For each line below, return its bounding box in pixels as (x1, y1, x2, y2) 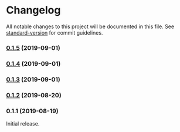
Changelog (6, 4, 61, 17)
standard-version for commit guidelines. (6, 29, 103, 36)
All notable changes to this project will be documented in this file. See (6, 23, 175, 30)
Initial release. (6, 120, 40, 127)
